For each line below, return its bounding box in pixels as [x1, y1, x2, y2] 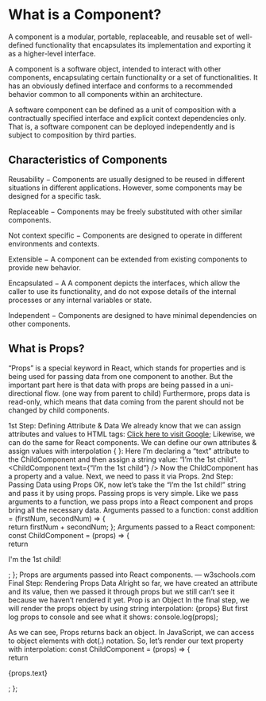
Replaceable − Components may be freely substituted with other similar [8, 207, 243, 216]
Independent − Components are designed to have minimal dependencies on [8, 310, 257, 320]
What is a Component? [8, 6, 162, 24]
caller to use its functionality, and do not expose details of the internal [8, 286, 237, 296]
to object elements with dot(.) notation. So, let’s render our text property [8, 636, 244, 645]
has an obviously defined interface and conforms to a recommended [8, 81, 233, 91]
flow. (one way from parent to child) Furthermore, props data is [44, 388, 251, 398]
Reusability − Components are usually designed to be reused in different [8, 174, 245, 184]
